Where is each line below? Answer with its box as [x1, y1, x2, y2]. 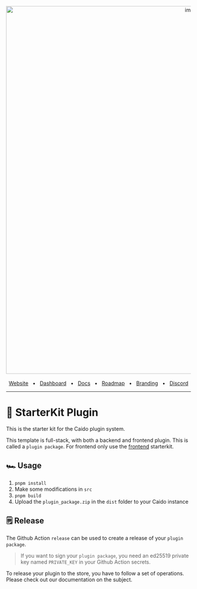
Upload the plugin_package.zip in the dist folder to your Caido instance [14, 498, 189, 505]
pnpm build [14, 493, 42, 499]
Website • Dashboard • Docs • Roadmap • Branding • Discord [8, 380, 189, 387]
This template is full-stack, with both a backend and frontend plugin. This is [6, 437, 189, 444]
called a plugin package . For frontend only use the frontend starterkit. [6, 442, 174, 450]
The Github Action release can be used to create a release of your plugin [6, 534, 184, 541]
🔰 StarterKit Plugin [6, 406, 98, 420]
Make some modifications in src [14, 485, 93, 493]
